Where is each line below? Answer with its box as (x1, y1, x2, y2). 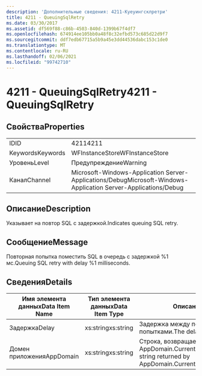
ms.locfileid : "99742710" (6, 59, 71, 65)
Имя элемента (22, 294, 66, 303)
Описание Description (6, 203, 91, 214)
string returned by (139, 352, 191, 360)
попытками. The (139, 327, 185, 336)
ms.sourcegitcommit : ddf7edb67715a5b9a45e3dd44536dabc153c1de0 (6, 37, 168, 43)
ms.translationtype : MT (6, 43, 66, 49)
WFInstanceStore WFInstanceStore (71, 149, 169, 157)
